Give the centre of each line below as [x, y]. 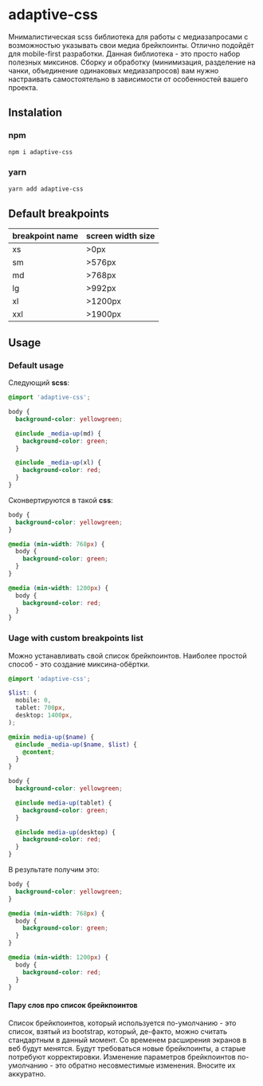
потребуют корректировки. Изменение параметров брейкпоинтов [122, 1056]
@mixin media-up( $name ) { [51, 737]
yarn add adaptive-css [46, 189]
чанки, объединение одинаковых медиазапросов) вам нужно [114, 70]
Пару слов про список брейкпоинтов [73, 1005]
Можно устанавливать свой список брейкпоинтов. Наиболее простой [128, 655]
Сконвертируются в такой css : [61, 500]
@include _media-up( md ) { [59, 433]
